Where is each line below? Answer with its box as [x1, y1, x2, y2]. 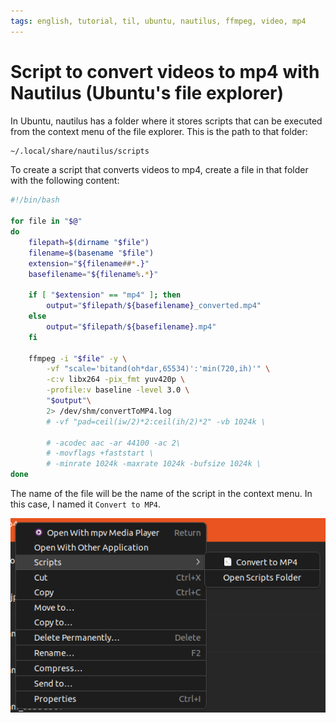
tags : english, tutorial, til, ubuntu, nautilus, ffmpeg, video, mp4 [10, 16, 307, 26]
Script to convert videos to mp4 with [10, 60, 320, 83]
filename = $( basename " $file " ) [28, 248, 155, 258]
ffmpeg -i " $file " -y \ [28, 353, 128, 364]
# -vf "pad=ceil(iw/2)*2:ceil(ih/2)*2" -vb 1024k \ [46, 416, 267, 427]
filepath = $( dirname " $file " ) [28, 237, 150, 247]
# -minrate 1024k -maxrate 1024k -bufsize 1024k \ [46, 459, 262, 469]
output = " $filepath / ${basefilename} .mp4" [46, 321, 217, 332]
